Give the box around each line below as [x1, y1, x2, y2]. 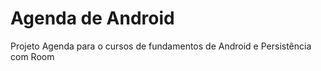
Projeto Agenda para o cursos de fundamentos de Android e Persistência [10, 40, 312, 52]
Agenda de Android [10, 7, 175, 30]
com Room [10, 50, 55, 62]
